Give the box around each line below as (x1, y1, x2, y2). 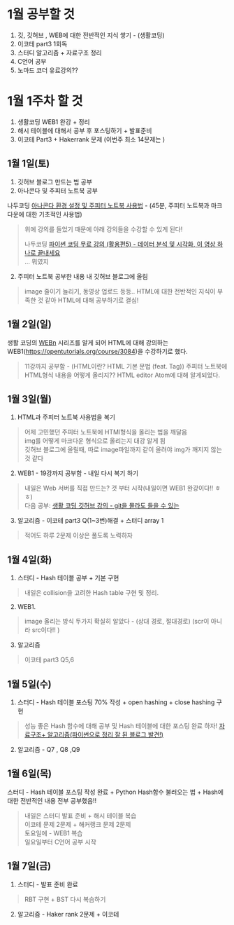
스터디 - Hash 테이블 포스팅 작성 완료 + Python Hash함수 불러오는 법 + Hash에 (7, 788, 224, 796)
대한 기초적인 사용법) (25, 210, 82, 218)
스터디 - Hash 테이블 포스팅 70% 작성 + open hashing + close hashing (17, 698, 215, 706)
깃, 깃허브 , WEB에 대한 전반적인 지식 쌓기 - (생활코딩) (17, 31, 166, 39)
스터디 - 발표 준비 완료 (17, 880, 78, 889)
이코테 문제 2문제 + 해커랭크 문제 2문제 (24, 820, 131, 828)
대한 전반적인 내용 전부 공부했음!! (7, 796, 97, 804)
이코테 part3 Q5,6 (24, 656, 75, 664)
